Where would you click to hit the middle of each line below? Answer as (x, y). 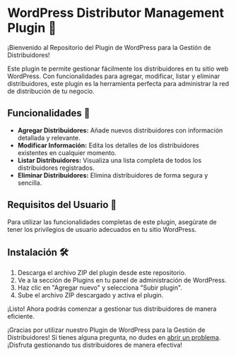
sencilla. (30, 183)
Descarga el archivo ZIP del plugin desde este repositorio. (102, 273)
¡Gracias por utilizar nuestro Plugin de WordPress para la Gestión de (106, 330)
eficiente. (21, 317)
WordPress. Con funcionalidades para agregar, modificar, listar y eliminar (114, 76)
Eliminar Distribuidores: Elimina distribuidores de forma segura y (113, 175)
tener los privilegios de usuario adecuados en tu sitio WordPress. (102, 229)
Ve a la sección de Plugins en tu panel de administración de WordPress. (122, 281)
